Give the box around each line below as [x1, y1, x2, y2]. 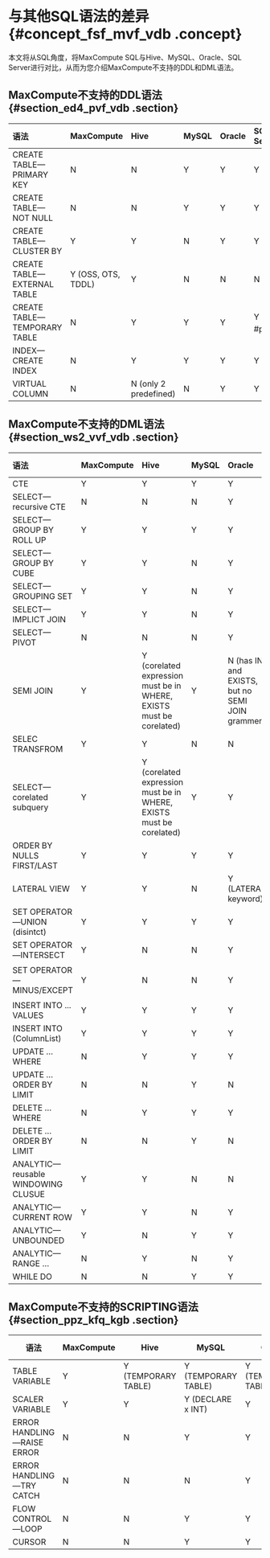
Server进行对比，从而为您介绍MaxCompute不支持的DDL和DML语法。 [8, 62, 239, 72]
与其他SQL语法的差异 [8, 7, 149, 26]
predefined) [130, 387, 176, 399]
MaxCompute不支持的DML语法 [8, 417, 165, 431]
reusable [12, 1168, 46, 1179]
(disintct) [12, 926, 47, 937]
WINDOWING [12, 1179, 63, 1190]
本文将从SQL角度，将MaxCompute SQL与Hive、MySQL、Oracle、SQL [8, 52, 243, 62]
